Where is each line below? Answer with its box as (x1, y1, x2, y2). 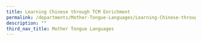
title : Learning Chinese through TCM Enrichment (6, 8, 130, 15)
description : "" (6, 20, 47, 26)
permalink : (6, 14, 34, 20)
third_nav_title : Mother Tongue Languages (6, 25, 114, 32)
